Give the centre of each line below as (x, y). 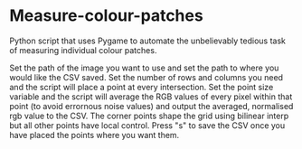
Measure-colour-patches (106, 16)
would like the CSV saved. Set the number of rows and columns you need (146, 77)
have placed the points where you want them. (94, 135)
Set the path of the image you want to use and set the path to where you (144, 68)
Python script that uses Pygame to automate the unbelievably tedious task (148, 41)
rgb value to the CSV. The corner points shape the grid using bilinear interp (149, 116)
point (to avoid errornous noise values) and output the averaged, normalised (151, 106)
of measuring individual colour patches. (83, 50)
